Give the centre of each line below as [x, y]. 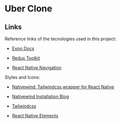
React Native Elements [35, 116]
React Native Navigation [37, 68]
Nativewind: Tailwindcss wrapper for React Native [63, 87]
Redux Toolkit [26, 58]
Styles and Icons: [22, 77]
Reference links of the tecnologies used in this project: [60, 39]
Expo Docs [23, 48]
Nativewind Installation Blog [40, 96]
